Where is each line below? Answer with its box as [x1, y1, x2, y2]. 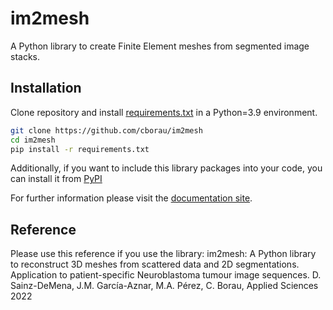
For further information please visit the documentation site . [10, 192, 253, 204]
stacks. [10, 50, 41, 62]
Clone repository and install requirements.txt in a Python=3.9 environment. [10, 106, 318, 118]
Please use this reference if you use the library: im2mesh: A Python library [10, 248, 317, 260]
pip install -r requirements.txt [10, 144, 150, 154]
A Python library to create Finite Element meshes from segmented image [10, 40, 310, 52]
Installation [10, 80, 82, 97]
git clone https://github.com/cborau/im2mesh [10, 125, 203, 136]
